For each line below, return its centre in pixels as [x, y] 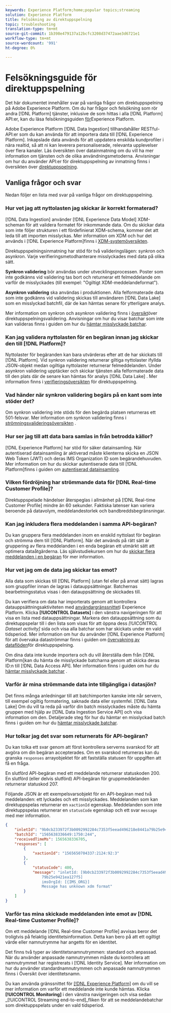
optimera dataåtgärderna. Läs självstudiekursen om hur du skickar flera [80, 551]
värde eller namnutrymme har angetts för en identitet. [62, 942]
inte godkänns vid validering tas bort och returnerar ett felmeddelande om [83, 277]
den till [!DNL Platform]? [36, 343]
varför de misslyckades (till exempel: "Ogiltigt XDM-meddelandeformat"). [82, 282]
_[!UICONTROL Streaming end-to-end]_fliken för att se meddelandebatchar [84, 1000]
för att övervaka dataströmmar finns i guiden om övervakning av [73, 640]
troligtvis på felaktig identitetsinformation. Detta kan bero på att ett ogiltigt [83, 937]
